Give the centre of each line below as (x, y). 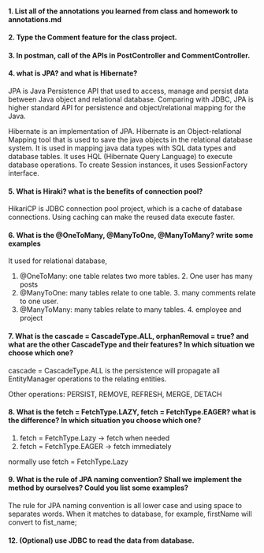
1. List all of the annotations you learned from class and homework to (123, 11)
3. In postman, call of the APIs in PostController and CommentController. (129, 55)
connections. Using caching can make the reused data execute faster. (122, 217)
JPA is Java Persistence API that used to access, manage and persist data (128, 91)
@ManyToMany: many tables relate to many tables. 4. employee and (130, 310)
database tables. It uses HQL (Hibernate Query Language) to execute (121, 156)
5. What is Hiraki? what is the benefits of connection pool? (106, 191)
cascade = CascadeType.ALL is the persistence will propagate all (114, 370)
